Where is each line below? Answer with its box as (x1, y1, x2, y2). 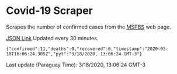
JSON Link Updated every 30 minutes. (6, 34, 99, 41)
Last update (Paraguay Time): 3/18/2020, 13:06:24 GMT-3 (6, 61, 146, 68)
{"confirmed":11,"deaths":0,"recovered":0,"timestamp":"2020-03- (6, 45, 168, 52)
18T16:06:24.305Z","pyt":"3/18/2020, (6, 51, 98, 57)
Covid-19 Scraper (6, 4, 93, 17)
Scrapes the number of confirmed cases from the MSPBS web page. (6, 23, 171, 30)
